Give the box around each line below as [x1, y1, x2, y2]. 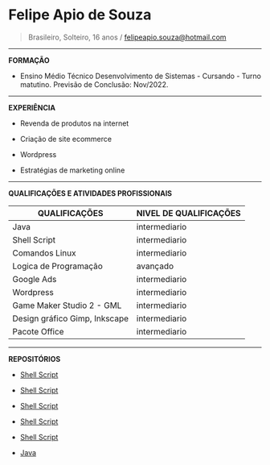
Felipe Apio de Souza [8, 6, 152, 24]
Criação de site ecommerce [19, 134, 112, 143]
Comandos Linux [12, 247, 76, 259]
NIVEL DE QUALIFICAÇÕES [136, 207, 241, 218]
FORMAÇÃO [8, 55, 50, 65]
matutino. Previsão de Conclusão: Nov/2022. [19, 79, 169, 89]
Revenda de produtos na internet [19, 118, 129, 128]
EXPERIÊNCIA [8, 102, 56, 112]
